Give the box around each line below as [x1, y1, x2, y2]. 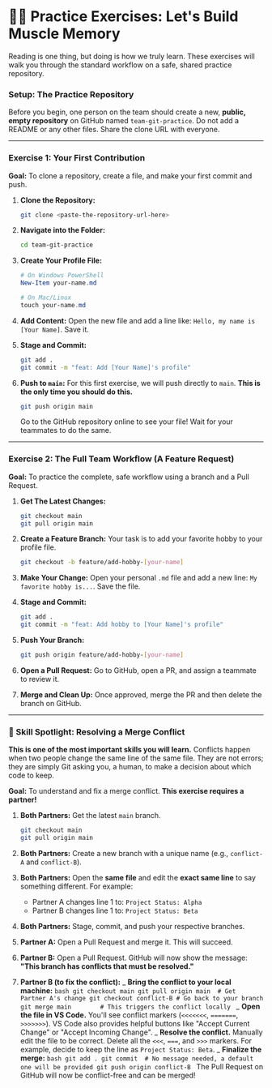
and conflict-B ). [25, 857, 83, 867]
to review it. [19, 674, 60, 683]
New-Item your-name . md [19, 279, 97, 287]
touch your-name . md [19, 301, 87, 309]
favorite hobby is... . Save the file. [19, 581, 141, 591]
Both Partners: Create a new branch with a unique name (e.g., [19, 849, 229, 858]
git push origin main [19, 402, 93, 410]
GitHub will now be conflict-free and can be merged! [19, 1070, 196, 1080]
